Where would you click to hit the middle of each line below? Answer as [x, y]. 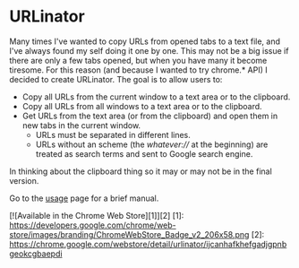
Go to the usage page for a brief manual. [84, 198]
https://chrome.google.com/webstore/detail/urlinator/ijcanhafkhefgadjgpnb [148, 244]
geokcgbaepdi [36, 254]
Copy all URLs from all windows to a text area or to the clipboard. [142, 106]
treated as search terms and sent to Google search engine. [144, 153]
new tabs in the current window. [81, 125]
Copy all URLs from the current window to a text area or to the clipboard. [156, 97]
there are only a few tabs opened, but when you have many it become [138, 60]
